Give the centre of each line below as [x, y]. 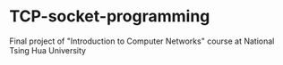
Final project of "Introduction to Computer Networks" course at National [142, 41]
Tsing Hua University [48, 50]
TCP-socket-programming [110, 16]
